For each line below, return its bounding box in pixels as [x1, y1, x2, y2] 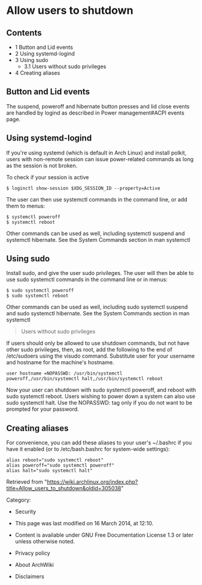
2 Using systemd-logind [14, 50, 75, 57]
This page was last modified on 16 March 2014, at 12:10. [14, 520, 154, 527]
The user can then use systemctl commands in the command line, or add [6, 195, 188, 203]
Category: [6, 496, 31, 504]
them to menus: [6, 202, 45, 209]
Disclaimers [14, 573, 45, 580]
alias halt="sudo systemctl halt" [6, 468, 93, 474]
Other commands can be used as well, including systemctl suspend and [6, 230, 185, 237]
